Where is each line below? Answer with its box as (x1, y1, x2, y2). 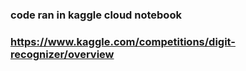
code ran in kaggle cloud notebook (10, 8, 182, 22)
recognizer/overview (10, 47, 115, 61)
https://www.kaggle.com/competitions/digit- (10, 34, 236, 48)
